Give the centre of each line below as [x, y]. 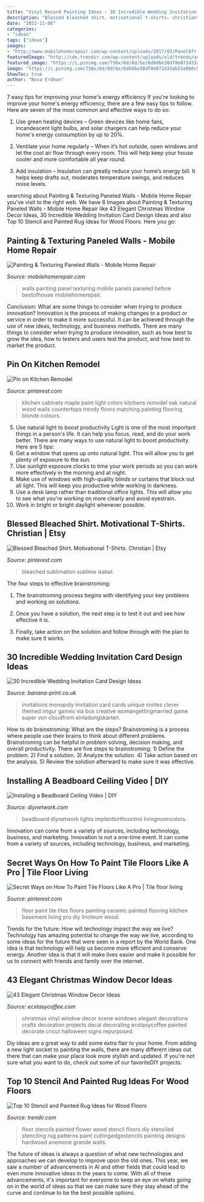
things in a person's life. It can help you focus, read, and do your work [103, 434]
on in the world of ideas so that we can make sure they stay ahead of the [98, 1186]
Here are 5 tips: [35, 447]
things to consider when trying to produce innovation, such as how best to [100, 332]
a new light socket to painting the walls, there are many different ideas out [99, 1049]
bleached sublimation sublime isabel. [68, 571]
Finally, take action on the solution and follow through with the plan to [102, 631]
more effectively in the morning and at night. [71, 472]
